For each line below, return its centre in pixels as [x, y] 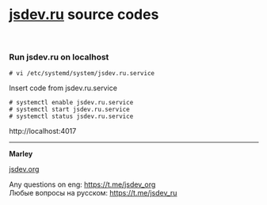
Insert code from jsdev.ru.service [63, 88]
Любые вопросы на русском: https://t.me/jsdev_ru [93, 193]
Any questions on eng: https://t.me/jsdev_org [82, 184]
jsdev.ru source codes [84, 15]
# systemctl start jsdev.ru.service [69, 110]
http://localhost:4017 [43, 131]
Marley [21, 154]
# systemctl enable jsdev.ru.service [71, 103]
